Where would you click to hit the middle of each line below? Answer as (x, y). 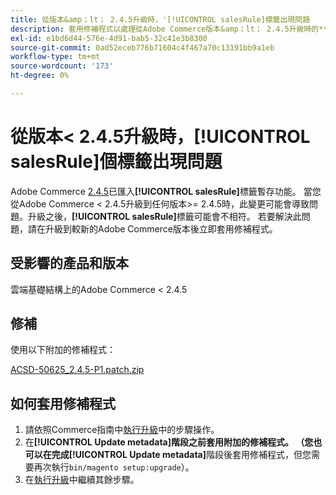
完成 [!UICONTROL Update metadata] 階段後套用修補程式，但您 (181, 455)
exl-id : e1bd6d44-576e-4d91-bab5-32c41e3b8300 (109, 38)
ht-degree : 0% (40, 76)
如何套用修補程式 (63, 403)
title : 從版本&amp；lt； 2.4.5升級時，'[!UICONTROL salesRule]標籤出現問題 (160, 19)
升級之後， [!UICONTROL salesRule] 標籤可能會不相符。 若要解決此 (164, 216)
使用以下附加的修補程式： (63, 350)
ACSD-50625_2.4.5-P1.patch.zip (77, 370)
